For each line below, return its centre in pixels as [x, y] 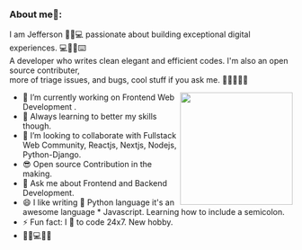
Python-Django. [52, 155]
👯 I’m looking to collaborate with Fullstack [99, 136]
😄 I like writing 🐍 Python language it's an [98, 202]
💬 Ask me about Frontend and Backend [95, 183]
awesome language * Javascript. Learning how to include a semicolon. [153, 212]
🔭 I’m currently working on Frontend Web [98, 97]
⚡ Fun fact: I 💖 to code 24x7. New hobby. [98, 222]
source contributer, [45, 70]
